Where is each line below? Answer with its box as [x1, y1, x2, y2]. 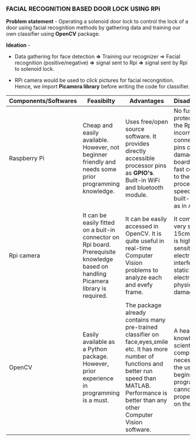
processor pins [125, 161, 167, 170]
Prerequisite [82, 248, 116, 256]
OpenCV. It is [125, 230, 162, 238]
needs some [82, 166, 117, 174]
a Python [82, 345, 107, 353]
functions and [125, 360, 163, 368]
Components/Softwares [9, 97, 78, 105]
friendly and [82, 158, 116, 166]
